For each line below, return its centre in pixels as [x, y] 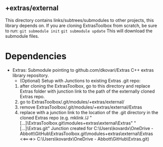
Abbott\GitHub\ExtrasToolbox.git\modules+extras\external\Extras [86, 134]
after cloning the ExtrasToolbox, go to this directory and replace [85, 86]
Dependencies [36, 56]
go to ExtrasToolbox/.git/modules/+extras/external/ [72, 102]
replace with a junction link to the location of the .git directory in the [89, 112]
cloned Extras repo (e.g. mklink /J [54, 118]
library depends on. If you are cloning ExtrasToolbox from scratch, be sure [81, 25]
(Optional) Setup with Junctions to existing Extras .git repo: [80, 80]
